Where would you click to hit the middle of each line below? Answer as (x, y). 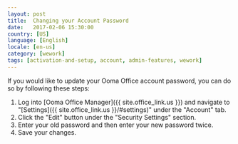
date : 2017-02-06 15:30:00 (51, 27)
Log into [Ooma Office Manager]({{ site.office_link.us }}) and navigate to (124, 102)
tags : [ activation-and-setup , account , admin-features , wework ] (105, 61)
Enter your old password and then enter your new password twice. (115, 125)
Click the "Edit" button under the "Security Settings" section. (107, 117)
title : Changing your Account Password (68, 21)
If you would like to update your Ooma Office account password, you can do (119, 81)
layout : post (27, 14)
